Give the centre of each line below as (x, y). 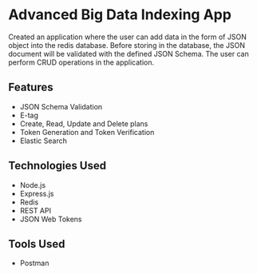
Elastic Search (43, 141)
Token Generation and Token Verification (87, 132)
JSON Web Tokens (51, 219)
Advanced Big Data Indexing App (120, 15)
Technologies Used (57, 166)
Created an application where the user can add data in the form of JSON (128, 37)
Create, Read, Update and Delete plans (84, 123)
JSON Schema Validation (61, 106)
